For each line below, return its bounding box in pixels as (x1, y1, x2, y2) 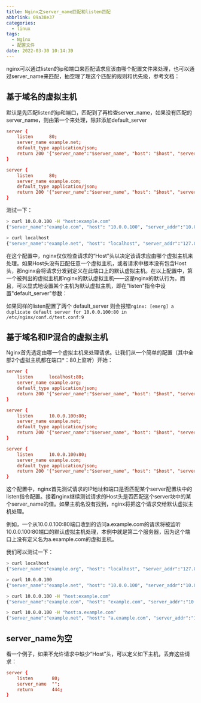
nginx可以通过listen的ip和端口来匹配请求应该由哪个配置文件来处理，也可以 (6, 65, 190, 72)
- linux (11, 25, 31, 32)
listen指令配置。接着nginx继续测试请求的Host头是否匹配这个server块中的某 (6, 493, 191, 500)
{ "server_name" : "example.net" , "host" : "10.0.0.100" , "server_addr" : (6, 582, 184, 588)
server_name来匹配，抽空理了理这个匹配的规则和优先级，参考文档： (11, 73, 180, 80)
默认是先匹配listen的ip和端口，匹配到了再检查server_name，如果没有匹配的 (6, 109, 193, 116)
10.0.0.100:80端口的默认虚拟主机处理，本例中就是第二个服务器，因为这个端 (6, 528, 191, 536)
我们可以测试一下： (6, 548, 54, 555)
